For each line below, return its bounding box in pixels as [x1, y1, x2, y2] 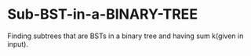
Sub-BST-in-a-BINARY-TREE [7, 5, 198, 23]
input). [7, 39, 29, 48]
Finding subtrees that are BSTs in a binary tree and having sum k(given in [7, 31, 244, 40]
